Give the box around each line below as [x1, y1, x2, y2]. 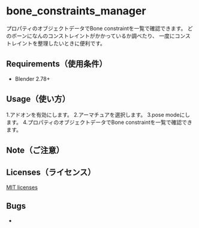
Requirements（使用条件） [6, 59, 107, 69]
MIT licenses [6, 184, 38, 191]
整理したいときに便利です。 [37, 39, 106, 47]
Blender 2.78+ [14, 75, 50, 82]
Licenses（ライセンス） [6, 168, 96, 178]
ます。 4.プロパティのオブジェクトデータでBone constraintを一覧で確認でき [6, 118, 193, 126]
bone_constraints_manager [6, 4, 146, 18]
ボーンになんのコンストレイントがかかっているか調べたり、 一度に [11, 32, 175, 39]
